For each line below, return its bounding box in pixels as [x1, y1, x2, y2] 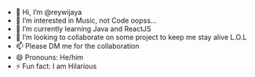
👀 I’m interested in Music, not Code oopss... [15, 16, 157, 25]
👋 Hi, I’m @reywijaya [15, 8, 82, 16]
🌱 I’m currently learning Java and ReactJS [15, 24, 151, 33]
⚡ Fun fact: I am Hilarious [15, 61, 97, 71]
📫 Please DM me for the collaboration [15, 42, 140, 50]
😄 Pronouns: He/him [15, 53, 84, 62]
